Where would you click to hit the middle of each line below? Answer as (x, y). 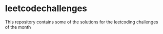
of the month (18, 27)
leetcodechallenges (46, 8)
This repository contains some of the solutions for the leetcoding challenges (82, 22)
